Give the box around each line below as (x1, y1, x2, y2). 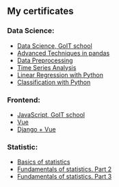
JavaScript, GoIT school (16, 110, 85, 119)
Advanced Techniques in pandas (16, 49, 110, 57)
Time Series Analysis (16, 63, 77, 71)
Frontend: (7, 95, 41, 105)
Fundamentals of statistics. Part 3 (16, 173, 112, 181)
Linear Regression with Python (16, 71, 104, 79)
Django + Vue (16, 125, 56, 133)
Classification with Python (16, 78, 91, 86)
